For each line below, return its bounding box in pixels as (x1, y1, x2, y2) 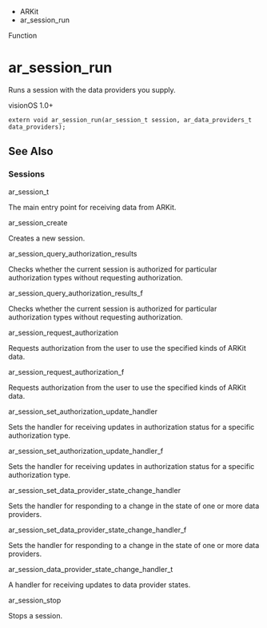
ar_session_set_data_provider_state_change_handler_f (8, 525, 187, 535)
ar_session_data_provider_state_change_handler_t (8, 564, 173, 574)
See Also (8, 145, 54, 158)
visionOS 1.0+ (8, 100, 54, 110)
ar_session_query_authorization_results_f (8, 288, 144, 298)
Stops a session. (8, 610, 62, 620)
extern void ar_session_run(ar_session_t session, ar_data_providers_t (8, 116, 252, 124)
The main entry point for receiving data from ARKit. (8, 202, 177, 212)
